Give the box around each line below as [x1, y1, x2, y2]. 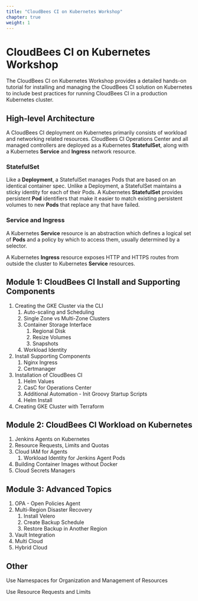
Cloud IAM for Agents [14, 448, 68, 455]
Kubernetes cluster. [6, 96, 54, 104]
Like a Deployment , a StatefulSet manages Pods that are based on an [6, 176, 176, 184]
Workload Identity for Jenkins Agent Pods [23, 454, 125, 462]
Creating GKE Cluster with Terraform [14, 403, 105, 410]
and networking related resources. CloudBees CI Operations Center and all [6, 136, 189, 143]
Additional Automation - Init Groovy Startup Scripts [23, 390, 148, 397]
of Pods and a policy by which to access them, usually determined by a [6, 236, 180, 243]
